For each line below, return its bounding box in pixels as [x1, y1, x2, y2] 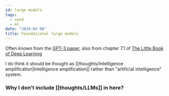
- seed [10, 17, 24, 22]
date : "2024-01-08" [5, 27, 47, 32]
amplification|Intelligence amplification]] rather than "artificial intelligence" [5, 66, 162, 72]
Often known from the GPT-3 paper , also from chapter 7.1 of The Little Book [5, 45, 164, 51]
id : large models [5, 7, 42, 13]
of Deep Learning [5, 51, 42, 57]
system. [5, 71, 22, 77]
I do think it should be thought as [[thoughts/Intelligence [5, 61, 124, 66]
